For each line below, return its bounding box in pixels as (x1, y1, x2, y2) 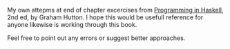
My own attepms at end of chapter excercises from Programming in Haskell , (7, 6, 224, 14)
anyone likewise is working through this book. (7, 21, 137, 28)
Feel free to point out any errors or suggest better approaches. (7, 34, 186, 42)
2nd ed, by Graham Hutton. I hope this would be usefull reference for (7, 13, 204, 21)
